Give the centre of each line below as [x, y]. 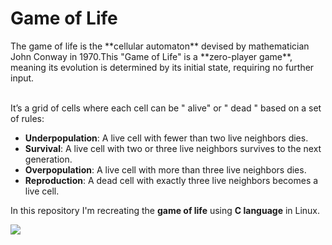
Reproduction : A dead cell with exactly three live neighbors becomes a [171, 180]
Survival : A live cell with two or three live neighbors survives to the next [173, 148]
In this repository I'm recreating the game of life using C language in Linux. [165, 210]
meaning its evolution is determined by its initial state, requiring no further [162, 67]
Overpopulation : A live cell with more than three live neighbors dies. [165, 169]
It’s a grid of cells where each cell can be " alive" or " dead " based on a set [166, 108]
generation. [48, 159]
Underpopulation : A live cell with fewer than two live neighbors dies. [166, 138]
